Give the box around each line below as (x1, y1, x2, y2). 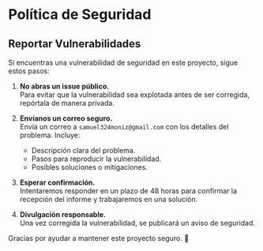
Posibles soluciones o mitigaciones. (31, 163, 148, 171)
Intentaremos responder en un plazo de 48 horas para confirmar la (19, 186, 238, 195)
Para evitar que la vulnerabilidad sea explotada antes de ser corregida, (19, 90, 250, 99)
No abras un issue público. (19, 81, 110, 91)
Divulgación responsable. (19, 210, 107, 219)
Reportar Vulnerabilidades (8, 37, 141, 51)
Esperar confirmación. (19, 178, 96, 187)
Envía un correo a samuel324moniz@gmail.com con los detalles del (19, 122, 229, 131)
